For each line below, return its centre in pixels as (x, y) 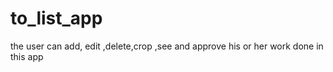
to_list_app (56, 18)
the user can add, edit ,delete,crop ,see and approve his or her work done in (167, 46)
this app (27, 56)
